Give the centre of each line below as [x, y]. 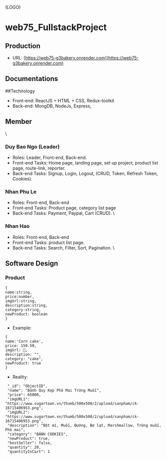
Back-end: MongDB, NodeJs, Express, [52, 106]
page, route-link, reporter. [39, 168]
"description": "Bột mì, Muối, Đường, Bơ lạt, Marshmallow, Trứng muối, [84, 425]
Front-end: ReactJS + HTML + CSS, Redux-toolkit [63, 100]
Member [19, 122]
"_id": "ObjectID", [28, 386]
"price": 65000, [24, 395]
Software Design [32, 263]
